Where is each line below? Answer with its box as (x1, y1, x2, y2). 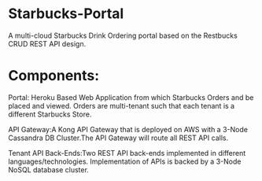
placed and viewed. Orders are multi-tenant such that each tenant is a (8, 101, 234, 110)
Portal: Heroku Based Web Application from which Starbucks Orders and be (8, 92, 254, 102)
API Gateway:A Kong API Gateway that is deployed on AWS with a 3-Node (8, 124, 248, 134)
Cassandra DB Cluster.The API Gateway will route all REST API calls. (8, 133, 229, 142)
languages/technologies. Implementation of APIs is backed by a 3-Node (8, 157, 242, 166)
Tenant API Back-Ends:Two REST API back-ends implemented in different (8, 148, 246, 157)
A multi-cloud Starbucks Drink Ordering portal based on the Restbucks (8, 31, 238, 40)
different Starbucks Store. (8, 109, 92, 119)
